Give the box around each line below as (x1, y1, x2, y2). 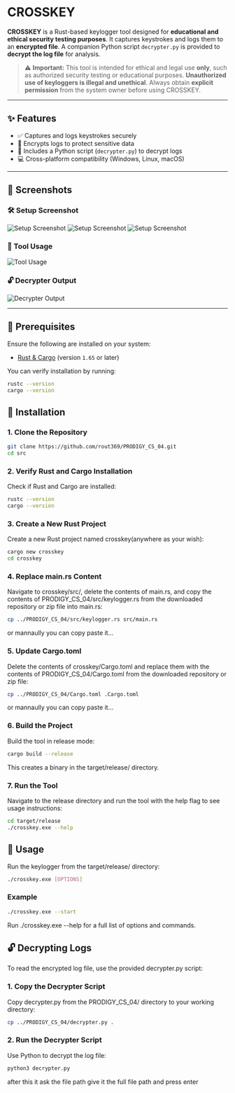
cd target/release (7, 817, 61, 824)
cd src (7, 450, 27, 457)
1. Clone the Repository (7, 427, 87, 437)
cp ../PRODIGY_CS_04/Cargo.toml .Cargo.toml (7, 690, 139, 698)
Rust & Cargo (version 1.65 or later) (17, 353, 120, 361)
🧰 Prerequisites (7, 321, 76, 333)
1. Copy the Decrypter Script (7, 981, 106, 991)
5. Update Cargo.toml (7, 646, 82, 656)
